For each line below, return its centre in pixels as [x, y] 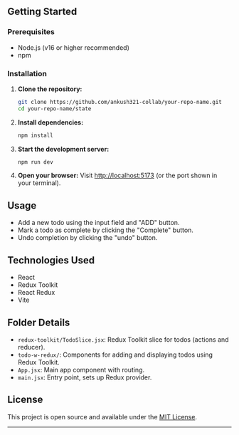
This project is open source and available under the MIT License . [102, 416]
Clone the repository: [50, 89]
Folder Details [39, 322]
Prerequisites [31, 32]
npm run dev [35, 162]
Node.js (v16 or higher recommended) [73, 47]
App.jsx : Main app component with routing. [81, 370]
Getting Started [42, 12]
